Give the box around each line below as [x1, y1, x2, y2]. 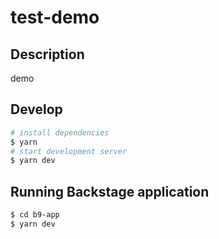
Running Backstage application [10, 183, 210, 200]
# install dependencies [10, 127, 110, 138]
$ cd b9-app [10, 210, 60, 220]
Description [10, 46, 85, 63]
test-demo [10, 6, 100, 29]
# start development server [10, 146, 128, 156]
